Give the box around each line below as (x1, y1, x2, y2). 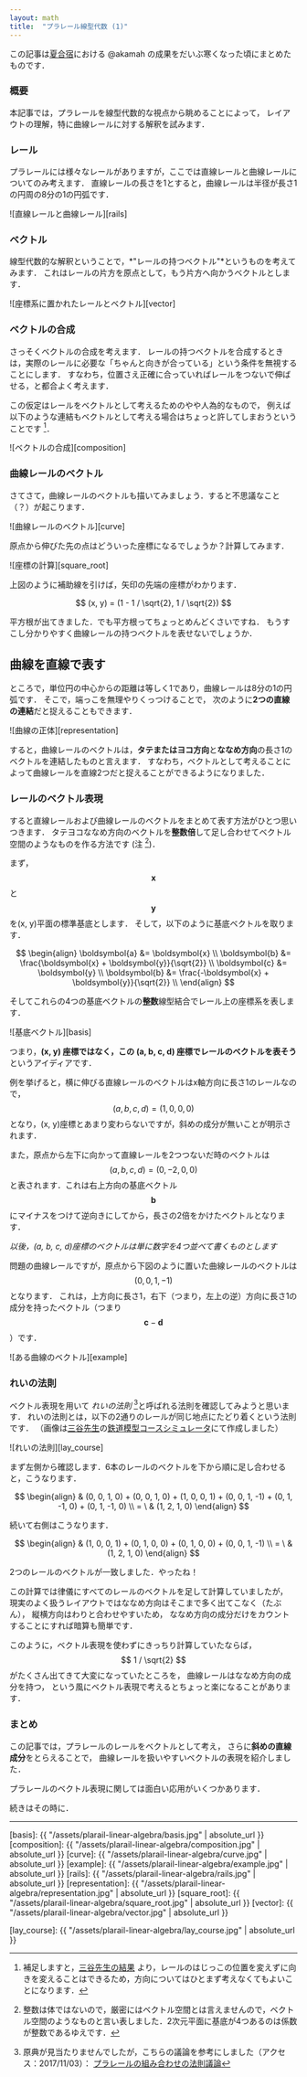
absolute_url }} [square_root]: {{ (120, 1887, 240, 1898)
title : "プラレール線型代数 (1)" (9, 22, 129, 31)
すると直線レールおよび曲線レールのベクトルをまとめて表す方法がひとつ (9, 815, 281, 825)
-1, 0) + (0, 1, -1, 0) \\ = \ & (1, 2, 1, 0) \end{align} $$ (58, 1501, 249, 1512)
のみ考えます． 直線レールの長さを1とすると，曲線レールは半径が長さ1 (33, 177, 298, 188)
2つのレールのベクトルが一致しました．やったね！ (9, 1567, 199, 1578)
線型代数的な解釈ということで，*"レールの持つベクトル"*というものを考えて (9, 256, 297, 267)
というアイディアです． (9, 1058, 97, 1069)
